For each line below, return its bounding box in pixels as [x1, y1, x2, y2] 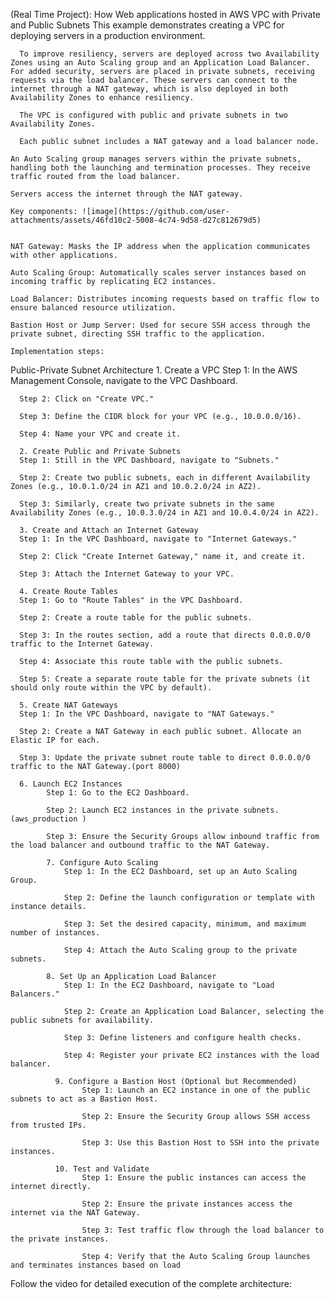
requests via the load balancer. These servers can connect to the [10, 75, 298, 85]
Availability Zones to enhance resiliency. [10, 93, 195, 103]
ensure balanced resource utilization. [10, 303, 177, 313]
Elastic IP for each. [10, 735, 101, 745]
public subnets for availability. [10, 1015, 155, 1025]
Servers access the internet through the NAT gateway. [10, 189, 244, 199]
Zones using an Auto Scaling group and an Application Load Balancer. [10, 58, 311, 68]
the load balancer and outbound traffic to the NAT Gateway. [10, 840, 271, 850]
